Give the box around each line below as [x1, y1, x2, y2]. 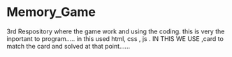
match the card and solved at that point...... [6, 42, 131, 50]
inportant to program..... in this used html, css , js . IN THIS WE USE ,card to [6, 34, 224, 42]
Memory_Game [6, 4, 96, 20]
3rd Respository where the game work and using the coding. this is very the [6, 27, 225, 35]
